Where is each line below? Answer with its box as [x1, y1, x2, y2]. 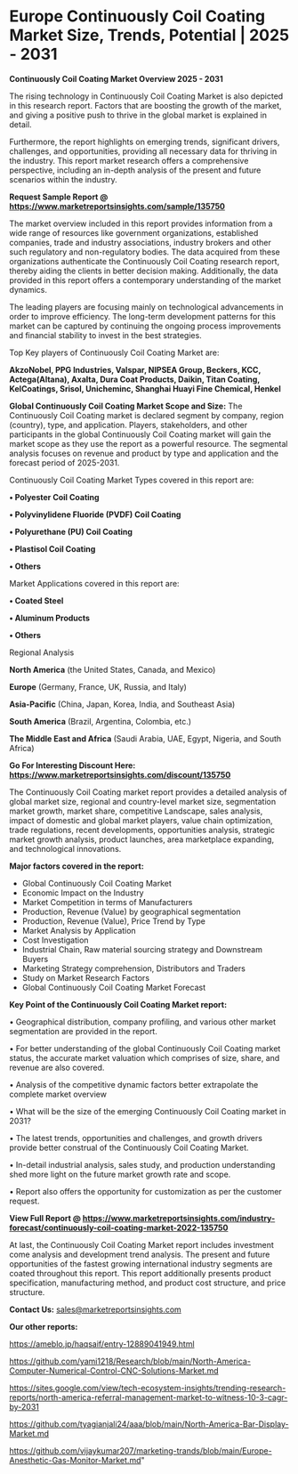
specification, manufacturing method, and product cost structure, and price [9, 1277, 286, 1288]
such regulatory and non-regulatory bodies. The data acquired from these [9, 247, 280, 257]
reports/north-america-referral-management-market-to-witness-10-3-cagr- [9, 1391, 288, 1403]
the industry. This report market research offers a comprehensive [9, 155, 249, 166]
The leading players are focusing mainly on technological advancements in [9, 301, 284, 312]
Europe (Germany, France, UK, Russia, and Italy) [9, 681, 187, 692]
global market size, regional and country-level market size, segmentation [9, 796, 277, 806]
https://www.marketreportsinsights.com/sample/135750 [9, 200, 225, 211]
